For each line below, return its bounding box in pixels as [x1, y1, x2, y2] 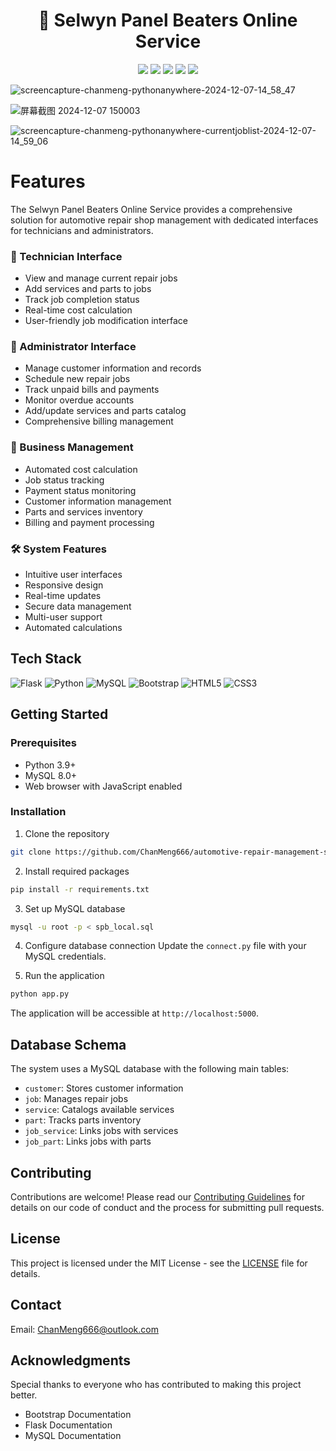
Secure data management [24, 600, 132, 613]
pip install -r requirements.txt [10, 884, 150, 894]
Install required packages [24, 865, 130, 877]
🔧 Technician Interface [10, 249, 123, 263]
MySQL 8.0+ [24, 769, 78, 781]
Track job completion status [24, 294, 140, 306]
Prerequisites [10, 736, 77, 750]
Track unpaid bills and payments [24, 384, 160, 396]
